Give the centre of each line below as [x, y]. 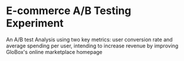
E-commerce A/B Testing [69, 11]
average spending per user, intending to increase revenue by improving [92, 46]
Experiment [35, 23]
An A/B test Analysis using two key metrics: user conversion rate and [89, 39]
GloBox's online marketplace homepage [54, 52]
